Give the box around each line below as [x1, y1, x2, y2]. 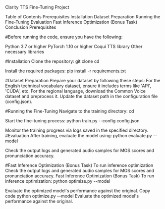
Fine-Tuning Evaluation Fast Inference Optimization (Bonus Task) [5, 19, 138, 25]
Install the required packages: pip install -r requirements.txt [5, 68, 126, 74]
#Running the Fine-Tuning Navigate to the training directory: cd [5, 108, 134, 114]
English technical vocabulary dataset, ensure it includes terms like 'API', [5, 83, 151, 89]
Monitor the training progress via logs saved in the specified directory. [5, 127, 149, 133]
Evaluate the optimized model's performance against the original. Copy [5, 188, 150, 194]
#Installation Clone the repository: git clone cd [5, 58, 100, 64]
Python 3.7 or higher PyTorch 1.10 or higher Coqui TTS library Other [5, 44, 143, 49]
